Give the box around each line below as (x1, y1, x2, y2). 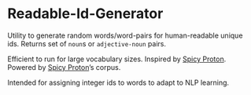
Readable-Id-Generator (7, 5, 164, 23)
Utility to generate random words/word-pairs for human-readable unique (7, 31, 243, 40)
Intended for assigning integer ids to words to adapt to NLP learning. (7, 78, 230, 87)
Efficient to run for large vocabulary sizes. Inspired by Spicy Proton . (7, 54, 227, 64)
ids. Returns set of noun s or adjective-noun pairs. (7, 38, 167, 48)
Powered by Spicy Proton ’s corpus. (7, 62, 121, 71)
